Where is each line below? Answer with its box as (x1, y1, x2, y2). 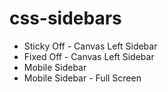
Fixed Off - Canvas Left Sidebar (23, 50, 155, 62)
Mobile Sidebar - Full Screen (23, 72, 142, 84)
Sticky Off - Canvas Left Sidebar (23, 40, 158, 52)
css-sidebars (9, 7, 122, 30)
